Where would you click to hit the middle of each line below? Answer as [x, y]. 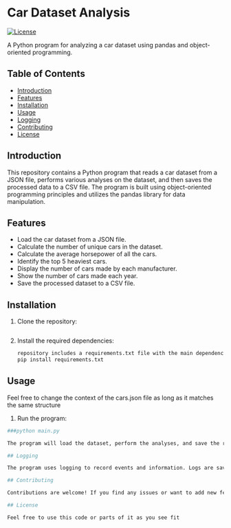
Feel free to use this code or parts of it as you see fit [93, 517]
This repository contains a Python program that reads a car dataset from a [112, 172]
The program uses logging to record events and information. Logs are [110, 468]
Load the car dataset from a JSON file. [71, 240]
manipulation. [26, 201]
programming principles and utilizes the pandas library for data [96, 194]
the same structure [34, 405]
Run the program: [42, 418]
